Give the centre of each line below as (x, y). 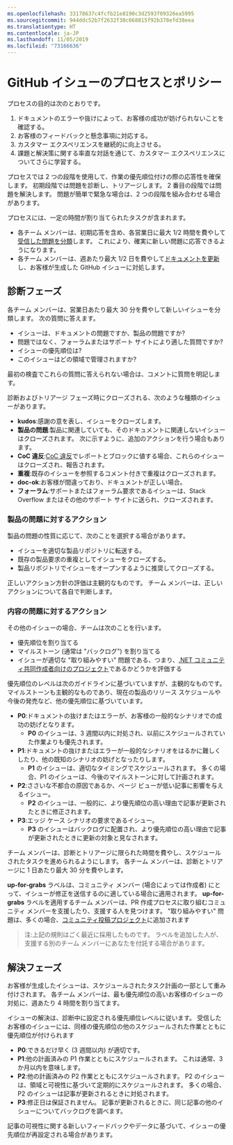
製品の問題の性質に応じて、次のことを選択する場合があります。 (98, 536)
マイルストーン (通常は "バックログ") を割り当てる (89, 651)
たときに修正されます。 (61, 812)
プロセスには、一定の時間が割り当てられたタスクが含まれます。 (98, 218)
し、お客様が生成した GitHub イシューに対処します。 (93, 267)
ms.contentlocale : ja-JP (43, 33)
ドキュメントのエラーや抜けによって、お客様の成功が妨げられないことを (120, 118)
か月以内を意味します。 (51, 1068)
